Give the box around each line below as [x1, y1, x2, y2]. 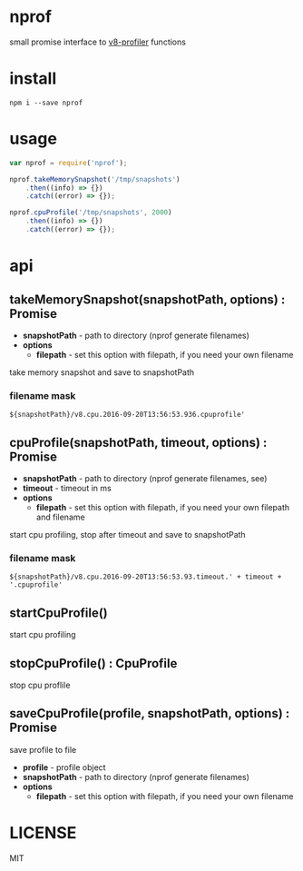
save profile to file [9, 744, 77, 755]
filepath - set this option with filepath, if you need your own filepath [35, 502, 290, 513]
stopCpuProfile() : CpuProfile [9, 656, 178, 671]
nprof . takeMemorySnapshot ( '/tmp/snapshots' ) [9, 174, 181, 183]
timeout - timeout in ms [22, 483, 112, 494]
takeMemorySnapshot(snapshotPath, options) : [9, 292, 286, 307]
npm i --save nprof [9, 98, 83, 107]
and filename [35, 511, 85, 523]
